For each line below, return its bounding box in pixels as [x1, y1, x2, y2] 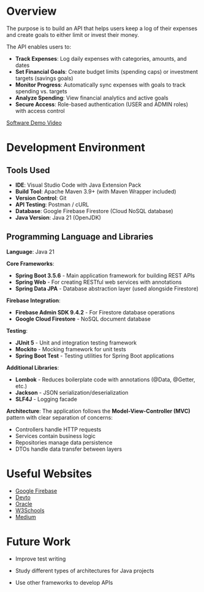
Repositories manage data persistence [15, 438, 113, 446]
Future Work [6, 534, 71, 548]
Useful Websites [6, 467, 93, 480]
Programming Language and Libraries [6, 232, 154, 242]
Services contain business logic [15, 432, 96, 440]
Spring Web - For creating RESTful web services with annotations [15, 278, 182, 286]
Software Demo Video [6, 119, 62, 127]
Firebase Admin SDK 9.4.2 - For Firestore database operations [15, 308, 175, 316]
